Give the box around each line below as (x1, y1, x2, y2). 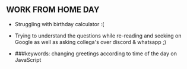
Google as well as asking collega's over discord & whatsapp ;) (14, 38, 167, 45)
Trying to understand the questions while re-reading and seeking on (14, 32, 182, 39)
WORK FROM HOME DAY (6, 5, 100, 15)
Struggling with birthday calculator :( (14, 20, 104, 27)
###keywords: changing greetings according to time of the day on (14, 50, 177, 57)
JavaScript (14, 56, 42, 63)
